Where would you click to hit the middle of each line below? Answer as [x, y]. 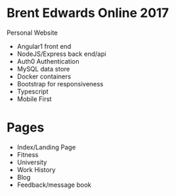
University [32, 162]
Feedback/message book [54, 185]
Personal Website [32, 33]
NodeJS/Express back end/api [62, 54]
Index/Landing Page [46, 147]
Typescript [33, 91]
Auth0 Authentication [48, 61]
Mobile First [34, 99]
